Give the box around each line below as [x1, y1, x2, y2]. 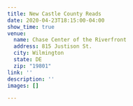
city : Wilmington [13, 50, 64, 57]
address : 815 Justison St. [13, 43, 92, 50]
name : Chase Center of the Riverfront [13, 37, 127, 44]
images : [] [7, 82, 39, 89]
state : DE [13, 56, 42, 63]
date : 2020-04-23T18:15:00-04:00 [7, 17, 105, 24]
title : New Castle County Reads [7, 10, 101, 18]
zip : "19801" [13, 62, 52, 69]
